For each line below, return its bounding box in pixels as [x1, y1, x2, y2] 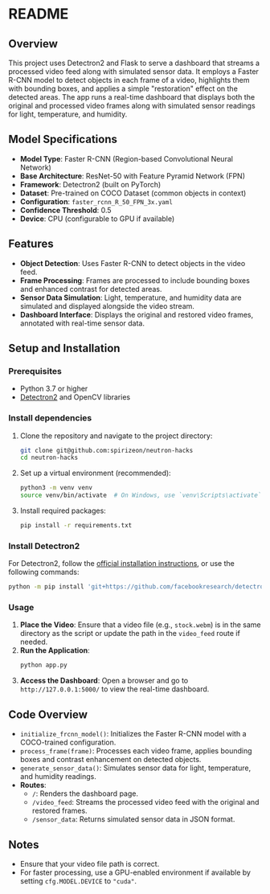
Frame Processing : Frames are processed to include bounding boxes [19, 275, 251, 285]
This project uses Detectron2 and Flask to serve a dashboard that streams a [8, 58, 260, 68]
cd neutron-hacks [19, 453, 79, 462]
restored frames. [31, 806, 88, 816]
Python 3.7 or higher [19, 383, 88, 394]
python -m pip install [8, 583, 84, 591]
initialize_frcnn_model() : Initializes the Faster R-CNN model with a [19, 729, 247, 739]
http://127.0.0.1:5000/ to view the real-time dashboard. [19, 684, 210, 694]
